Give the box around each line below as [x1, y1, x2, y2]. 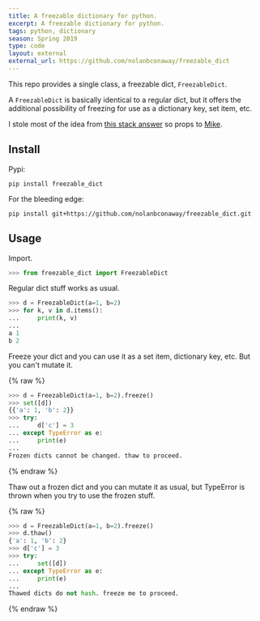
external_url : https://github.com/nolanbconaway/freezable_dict [8, 57, 230, 66]
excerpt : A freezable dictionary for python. [8, 19, 164, 28]
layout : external [8, 49, 67, 57]
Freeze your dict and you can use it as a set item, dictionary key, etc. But [8, 351, 251, 361]
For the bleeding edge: [8, 194, 84, 203]
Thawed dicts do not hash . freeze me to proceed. [8, 589, 180, 598]
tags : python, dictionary [8, 27, 96, 35]
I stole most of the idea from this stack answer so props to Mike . [8, 119, 223, 129]
